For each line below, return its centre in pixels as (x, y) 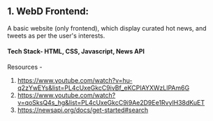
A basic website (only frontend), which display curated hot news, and (107, 28)
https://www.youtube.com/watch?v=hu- (75, 81)
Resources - (25, 67)
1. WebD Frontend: (48, 11)
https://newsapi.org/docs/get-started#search (83, 110)
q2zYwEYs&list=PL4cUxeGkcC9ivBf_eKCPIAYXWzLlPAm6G (103, 88)
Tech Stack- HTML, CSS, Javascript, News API (76, 51)
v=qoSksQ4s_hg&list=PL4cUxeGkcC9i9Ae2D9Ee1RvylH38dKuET (111, 103)
